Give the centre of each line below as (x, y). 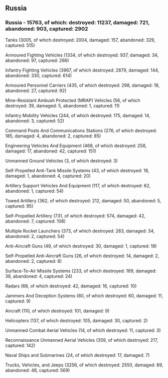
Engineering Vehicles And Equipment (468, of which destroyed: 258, (76, 145)
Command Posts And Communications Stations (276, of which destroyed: (81, 130)
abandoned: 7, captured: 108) (36, 221)
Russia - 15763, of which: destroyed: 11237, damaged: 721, (77, 23)
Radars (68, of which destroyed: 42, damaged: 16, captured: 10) (71, 286)
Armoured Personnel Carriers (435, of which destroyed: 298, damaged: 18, (82, 85)
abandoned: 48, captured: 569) (38, 370)
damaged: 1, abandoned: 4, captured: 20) (48, 176)
